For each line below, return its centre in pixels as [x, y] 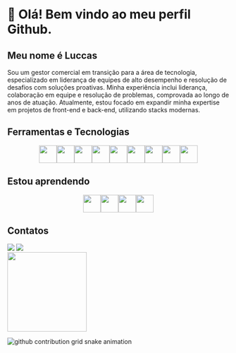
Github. [30, 29]
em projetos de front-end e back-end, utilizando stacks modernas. [104, 110]
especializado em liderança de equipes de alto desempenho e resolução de [117, 80]
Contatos [28, 231]
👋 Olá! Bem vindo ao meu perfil [99, 14]
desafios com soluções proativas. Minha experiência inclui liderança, [107, 87]
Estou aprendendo [49, 182]
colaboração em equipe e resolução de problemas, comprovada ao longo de [118, 95]
